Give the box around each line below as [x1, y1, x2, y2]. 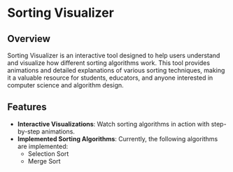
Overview [7, 33, 51, 45]
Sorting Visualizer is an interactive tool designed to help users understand [7, 51, 220, 59]
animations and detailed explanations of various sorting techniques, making [7, 66, 225, 74]
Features [7, 101, 47, 113]
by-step [17, 127, 41, 136]
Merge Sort [27, 157, 61, 165]
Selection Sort [27, 149, 69, 158]
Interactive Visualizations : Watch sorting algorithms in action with [17, 120, 210, 128]
